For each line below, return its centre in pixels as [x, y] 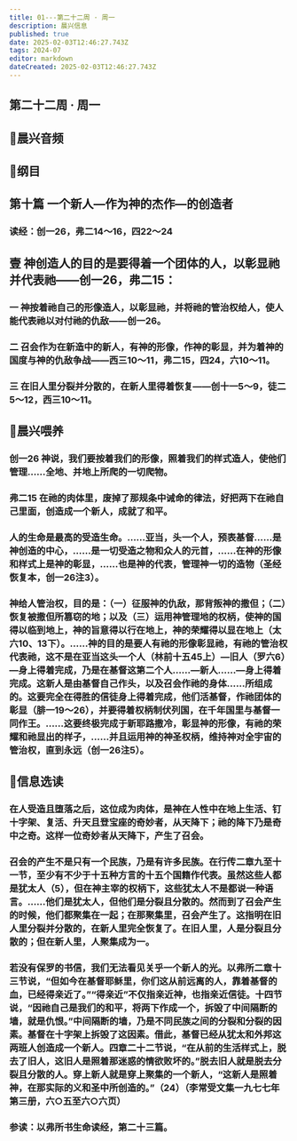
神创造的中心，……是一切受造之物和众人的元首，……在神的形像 [145, 550]
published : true [39, 34]
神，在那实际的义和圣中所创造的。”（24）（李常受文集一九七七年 [145, 1088]
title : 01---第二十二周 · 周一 [62, 17]
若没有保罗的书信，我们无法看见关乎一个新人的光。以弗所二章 [141, 968]
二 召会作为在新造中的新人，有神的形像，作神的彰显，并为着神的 [146, 347]
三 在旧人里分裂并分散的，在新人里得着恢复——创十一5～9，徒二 [148, 386]
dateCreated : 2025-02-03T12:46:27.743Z [83, 68]
